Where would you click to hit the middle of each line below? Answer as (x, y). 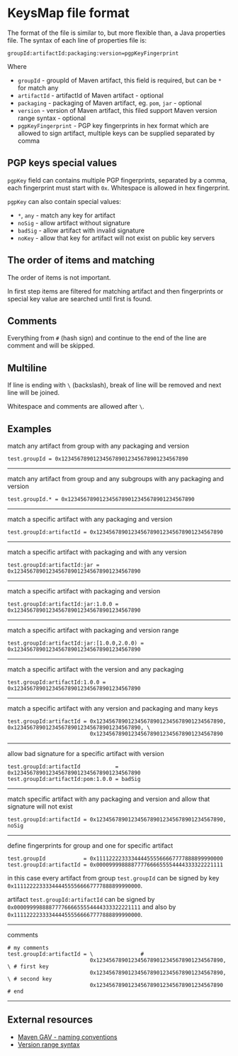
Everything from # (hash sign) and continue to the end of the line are (107, 338)
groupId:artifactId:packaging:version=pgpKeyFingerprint (93, 53)
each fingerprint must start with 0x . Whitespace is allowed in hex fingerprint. (119, 188)
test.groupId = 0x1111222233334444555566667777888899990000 (115, 858)
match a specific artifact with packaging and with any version (97, 552)
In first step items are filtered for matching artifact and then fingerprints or (115, 291)
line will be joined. (34, 393)
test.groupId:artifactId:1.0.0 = (57, 682)
